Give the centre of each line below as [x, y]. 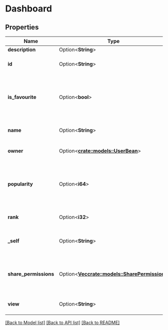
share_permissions [31, 274]
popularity [20, 184]
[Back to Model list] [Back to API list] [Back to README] [62, 322]
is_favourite [22, 97]
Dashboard [29, 9]
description [22, 49]
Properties [22, 27]
